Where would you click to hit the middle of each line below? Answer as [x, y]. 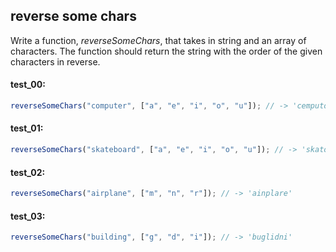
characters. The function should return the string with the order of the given [166, 51]
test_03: [28, 216]
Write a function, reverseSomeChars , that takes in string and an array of [158, 40]
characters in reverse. [55, 61]
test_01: [27, 128]
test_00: [28, 85]
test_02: [28, 172]
